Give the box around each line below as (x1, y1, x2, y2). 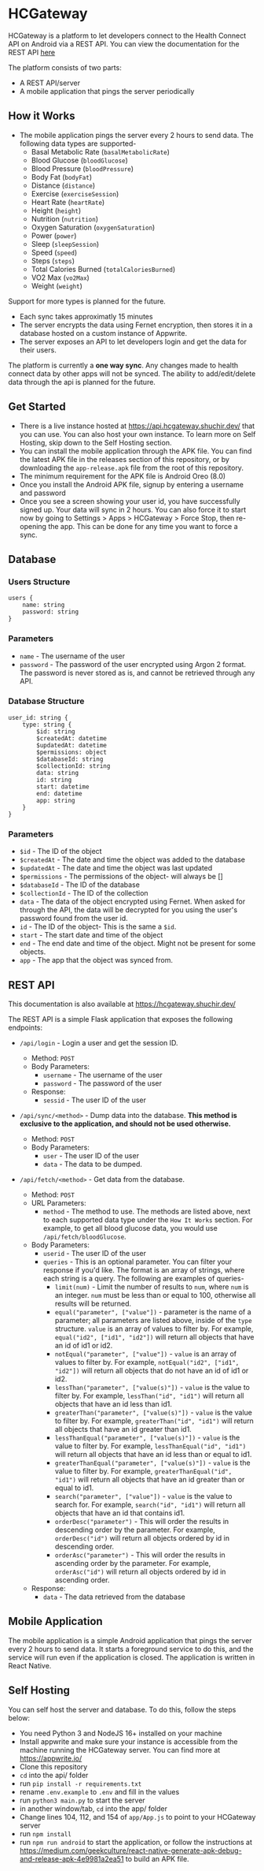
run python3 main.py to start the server (19, 1795, 145, 1805)
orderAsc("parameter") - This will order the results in (54, 1550, 225, 1560)
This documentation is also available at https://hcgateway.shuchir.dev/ (8, 999, 236, 1008)
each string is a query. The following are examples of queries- (42, 1273, 245, 1283)
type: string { (22, 721, 72, 729)
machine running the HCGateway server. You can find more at (19, 1745, 221, 1754)
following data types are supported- (19, 139, 137, 148)
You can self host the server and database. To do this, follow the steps (8, 1705, 236, 1714)
